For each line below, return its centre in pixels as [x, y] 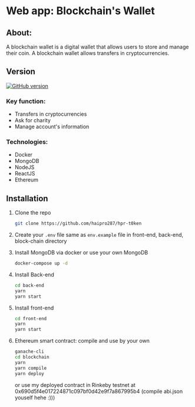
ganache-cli [29, 352]
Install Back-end [34, 274]
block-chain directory [41, 241]
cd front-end [31, 318]
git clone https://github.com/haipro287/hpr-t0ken [78, 224]
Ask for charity [33, 121]
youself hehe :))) [35, 398]
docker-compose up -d [41, 263]
